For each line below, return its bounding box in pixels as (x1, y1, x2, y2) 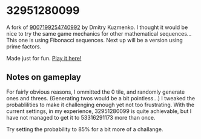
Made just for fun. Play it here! (6, 54, 82, 62)
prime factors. (6, 43, 42, 50)
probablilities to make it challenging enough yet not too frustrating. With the (6, 101, 195, 108)
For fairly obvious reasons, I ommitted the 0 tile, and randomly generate (6, 88, 185, 95)
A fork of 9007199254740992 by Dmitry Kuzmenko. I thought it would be (6, 24, 188, 31)
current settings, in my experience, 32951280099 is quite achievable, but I (6, 107, 192, 115)
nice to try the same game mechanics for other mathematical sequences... (6, 30, 192, 37)
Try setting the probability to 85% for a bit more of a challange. (6, 125, 163, 133)
